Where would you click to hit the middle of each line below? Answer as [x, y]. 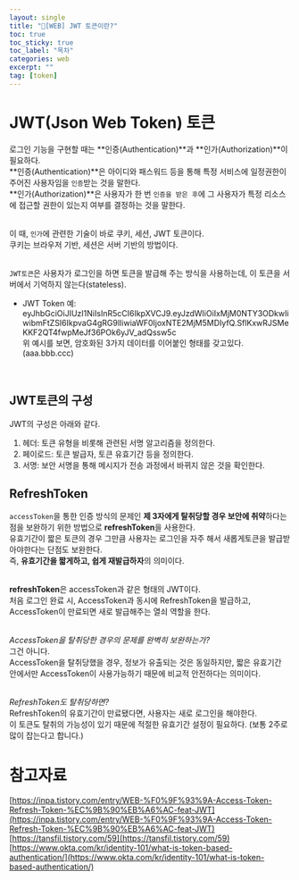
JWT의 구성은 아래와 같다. [55, 423]
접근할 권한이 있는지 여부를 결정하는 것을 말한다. [102, 205]
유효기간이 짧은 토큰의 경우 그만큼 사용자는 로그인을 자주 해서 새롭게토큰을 [138, 539]
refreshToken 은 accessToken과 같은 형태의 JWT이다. [105, 590]
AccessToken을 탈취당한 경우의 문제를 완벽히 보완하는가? [110, 641]
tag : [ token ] [33, 76]
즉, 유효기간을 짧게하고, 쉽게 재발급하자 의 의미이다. [97, 561]
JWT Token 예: [49, 303]
